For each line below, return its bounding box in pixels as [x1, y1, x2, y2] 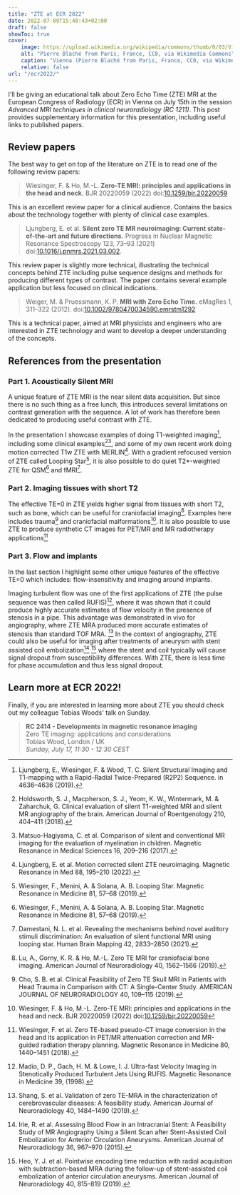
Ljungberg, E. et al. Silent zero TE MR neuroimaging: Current [25, 224, 207, 233]
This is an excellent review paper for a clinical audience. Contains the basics [8, 203, 232, 212]
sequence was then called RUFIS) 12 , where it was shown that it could [8, 596, 211, 606]
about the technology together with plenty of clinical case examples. [8, 210, 209, 219]
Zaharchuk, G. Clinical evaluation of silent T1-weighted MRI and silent [18, 802, 222, 810]
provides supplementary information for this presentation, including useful [8, 112, 226, 122]
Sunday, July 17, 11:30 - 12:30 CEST [25, 745, 130, 753]
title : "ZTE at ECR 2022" [8, 10, 85, 18]
